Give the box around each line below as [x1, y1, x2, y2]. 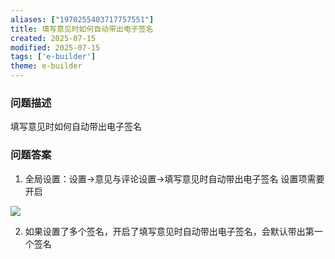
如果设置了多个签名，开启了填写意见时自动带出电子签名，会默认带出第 [24, 225, 315, 237]
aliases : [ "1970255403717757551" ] [10, 14, 155, 25]
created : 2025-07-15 [10, 33, 97, 43]
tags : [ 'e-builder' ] [10, 52, 97, 62]
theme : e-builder [10, 61, 83, 71]
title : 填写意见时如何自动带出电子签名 [10, 24, 154, 34]
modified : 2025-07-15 [10, 42, 101, 53]
